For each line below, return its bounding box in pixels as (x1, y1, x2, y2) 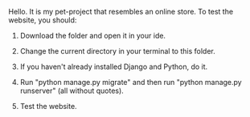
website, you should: (8, 15, 77, 25)
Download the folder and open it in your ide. (19, 31, 166, 40)
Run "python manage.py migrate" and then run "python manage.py (19, 78, 243, 87)
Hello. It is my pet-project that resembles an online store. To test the (8, 7, 234, 16)
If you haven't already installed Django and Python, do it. (19, 62, 208, 71)
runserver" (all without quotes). (19, 86, 125, 95)
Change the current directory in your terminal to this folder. (19, 46, 215, 55)
